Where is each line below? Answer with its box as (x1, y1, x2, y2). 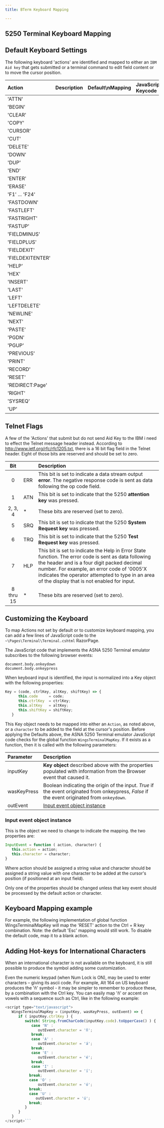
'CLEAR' (7, 111, 27, 118)
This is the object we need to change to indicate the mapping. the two (5, 828, 145, 834)
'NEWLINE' (7, 310, 33, 317)
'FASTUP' (7, 223, 30, 229)
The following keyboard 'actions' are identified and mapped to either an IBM (5, 59, 157, 65)
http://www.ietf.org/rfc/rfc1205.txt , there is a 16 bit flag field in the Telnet (5, 446, 151, 451)
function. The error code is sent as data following (38, 553, 151, 560)
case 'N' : (31, 1023, 54, 1028)
